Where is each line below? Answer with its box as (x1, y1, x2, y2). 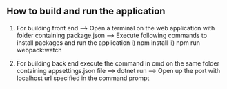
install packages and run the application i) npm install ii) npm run (16, 38, 201, 47)
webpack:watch (16, 46, 63, 54)
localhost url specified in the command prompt (16, 74, 150, 82)
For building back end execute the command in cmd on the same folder (16, 59, 220, 68)
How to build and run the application (6, 6, 166, 17)
